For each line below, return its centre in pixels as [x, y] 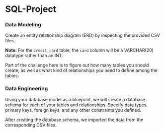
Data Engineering [27, 89]
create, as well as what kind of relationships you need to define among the [81, 70]
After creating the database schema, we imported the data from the [74, 120]
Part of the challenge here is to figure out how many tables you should [77, 65]
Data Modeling [23, 25]
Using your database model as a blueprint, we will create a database [75, 99]
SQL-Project [31, 9]
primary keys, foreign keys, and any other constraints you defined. [73, 110]
